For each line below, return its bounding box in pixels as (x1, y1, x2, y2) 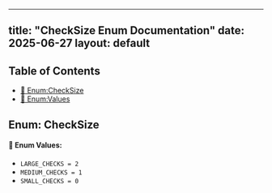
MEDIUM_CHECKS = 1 (19, 168, 83, 177)
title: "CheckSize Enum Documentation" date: (8, 24, 245, 37)
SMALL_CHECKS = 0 (19, 177, 79, 185)
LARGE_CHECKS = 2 (19, 160, 79, 168)
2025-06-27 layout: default (8, 36, 151, 50)
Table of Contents (8, 64, 101, 78)
